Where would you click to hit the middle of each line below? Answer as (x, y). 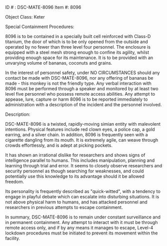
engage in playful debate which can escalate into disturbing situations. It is (82, 197)
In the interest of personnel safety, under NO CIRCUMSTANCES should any (82, 73)
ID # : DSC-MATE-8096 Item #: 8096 (43, 7)
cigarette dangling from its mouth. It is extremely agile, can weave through (82, 140)
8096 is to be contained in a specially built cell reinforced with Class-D (78, 36)
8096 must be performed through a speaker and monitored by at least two (82, 89)
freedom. (14, 182)
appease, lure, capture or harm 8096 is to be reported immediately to (76, 99)
